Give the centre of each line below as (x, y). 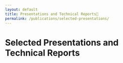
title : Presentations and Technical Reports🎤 (52, 14)
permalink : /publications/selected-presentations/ (57, 18)
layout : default (21, 9)
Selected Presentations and (62, 42)
